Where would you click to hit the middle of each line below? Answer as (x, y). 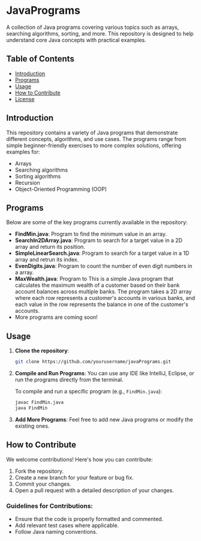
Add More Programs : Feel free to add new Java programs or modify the (104, 419)
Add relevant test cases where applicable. (67, 525)
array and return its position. (50, 247)
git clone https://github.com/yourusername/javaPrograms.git (93, 362)
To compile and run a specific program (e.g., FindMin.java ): (88, 392)
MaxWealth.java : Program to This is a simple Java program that (94, 279)
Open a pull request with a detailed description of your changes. (94, 490)
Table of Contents (40, 59)
